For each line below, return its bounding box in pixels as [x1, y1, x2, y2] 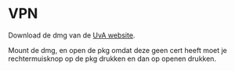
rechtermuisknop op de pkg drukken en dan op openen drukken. [8, 54, 217, 63]
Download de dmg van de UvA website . [8, 30, 136, 40]
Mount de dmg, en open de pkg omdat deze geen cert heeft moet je [8, 45, 227, 55]
